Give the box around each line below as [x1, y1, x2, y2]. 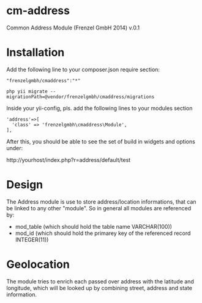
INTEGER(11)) [15, 236, 49, 243]
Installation [6, 45, 65, 59]
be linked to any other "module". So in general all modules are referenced [6, 204, 192, 212]
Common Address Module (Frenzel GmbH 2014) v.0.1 [6, 24, 140, 31]
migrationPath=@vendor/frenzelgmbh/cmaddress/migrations [6, 93, 155, 100]
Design [6, 178, 43, 192]
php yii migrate [6, 88, 48, 94]
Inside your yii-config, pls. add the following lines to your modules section [6, 104, 193, 112]
